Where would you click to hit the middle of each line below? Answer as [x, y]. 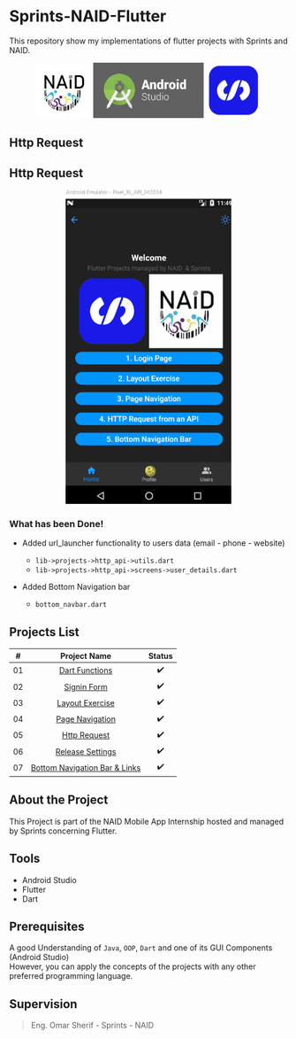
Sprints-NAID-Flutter [88, 16]
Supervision [43, 1004]
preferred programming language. [71, 976]
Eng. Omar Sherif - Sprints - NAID [92, 1026]
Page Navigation [86, 719]
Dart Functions [86, 671]
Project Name [86, 655]
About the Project [59, 800]
